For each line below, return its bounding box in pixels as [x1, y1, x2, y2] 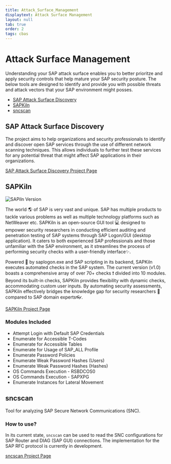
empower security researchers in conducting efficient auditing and [5, 226, 145, 233]
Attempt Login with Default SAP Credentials [12, 330, 105, 336]
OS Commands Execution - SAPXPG [12, 373, 89, 379]
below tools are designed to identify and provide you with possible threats [5, 81, 161, 87]
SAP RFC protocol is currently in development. [5, 442, 103, 449]
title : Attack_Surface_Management [5, 7, 79, 13]
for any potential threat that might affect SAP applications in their [5, 152, 142, 158]
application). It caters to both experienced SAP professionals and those [5, 238, 156, 244]
